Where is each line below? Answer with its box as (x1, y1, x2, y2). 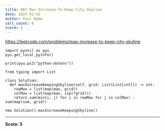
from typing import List (5, 69, 56, 75)
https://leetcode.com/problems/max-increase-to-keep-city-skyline (5, 39, 141, 44)
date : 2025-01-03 (5, 12, 41, 17)
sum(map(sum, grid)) (5, 100, 48, 105)
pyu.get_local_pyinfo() (5, 52, 54, 58)
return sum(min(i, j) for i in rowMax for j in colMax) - (14, 95, 135, 100)
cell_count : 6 (5, 21, 34, 26)
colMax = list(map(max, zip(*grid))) (14, 91, 91, 96)
